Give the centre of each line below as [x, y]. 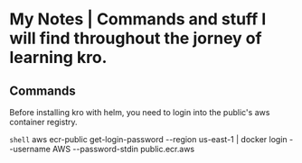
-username [30, 149]
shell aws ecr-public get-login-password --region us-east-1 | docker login [148, 139]
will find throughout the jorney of [136, 38]
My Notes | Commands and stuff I [138, 19]
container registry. [44, 122]
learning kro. [58, 58]
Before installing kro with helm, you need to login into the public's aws [140, 112]
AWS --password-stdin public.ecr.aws [124, 149]
